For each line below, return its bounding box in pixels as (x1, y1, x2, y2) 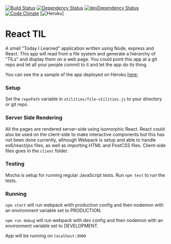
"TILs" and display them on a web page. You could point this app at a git (5, 56, 157, 62)
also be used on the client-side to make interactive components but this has (5, 131, 165, 137)
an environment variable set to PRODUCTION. (5, 208, 102, 214)
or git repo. (5, 101, 29, 108)
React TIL (5, 28, 46, 40)
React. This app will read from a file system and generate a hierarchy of (5, 50, 156, 56)
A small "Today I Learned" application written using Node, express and (5, 45, 154, 51)
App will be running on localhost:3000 (5, 233, 86, 239)
